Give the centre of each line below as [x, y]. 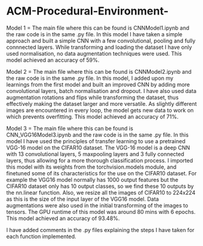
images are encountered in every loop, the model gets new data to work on [100, 110]
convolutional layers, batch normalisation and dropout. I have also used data [101, 91]
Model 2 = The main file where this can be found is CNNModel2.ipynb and [99, 71]
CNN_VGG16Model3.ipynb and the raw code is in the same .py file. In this [98, 135]
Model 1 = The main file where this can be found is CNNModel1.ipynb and [98, 28]
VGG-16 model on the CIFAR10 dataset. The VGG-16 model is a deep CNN [98, 147]
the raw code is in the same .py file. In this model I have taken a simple [95, 34]
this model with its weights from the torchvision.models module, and [92, 167]
